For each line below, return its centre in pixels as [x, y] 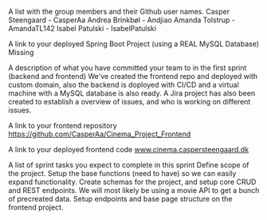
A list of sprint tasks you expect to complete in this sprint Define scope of [129, 165]
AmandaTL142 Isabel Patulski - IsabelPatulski [82, 28]
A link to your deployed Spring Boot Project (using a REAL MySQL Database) [134, 44]
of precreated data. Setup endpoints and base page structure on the [120, 199]
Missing [21, 52]
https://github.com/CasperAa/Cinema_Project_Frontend [100, 134]
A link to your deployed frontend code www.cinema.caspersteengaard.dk [129, 149]
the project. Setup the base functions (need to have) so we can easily [122, 173]
